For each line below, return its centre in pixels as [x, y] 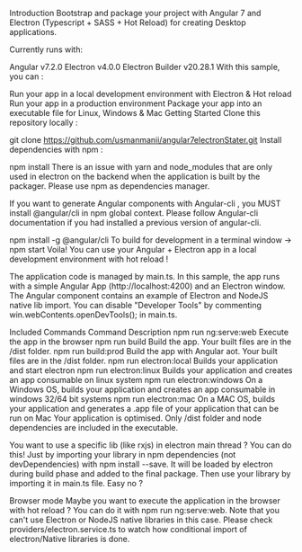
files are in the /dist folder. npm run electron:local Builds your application [144, 361]
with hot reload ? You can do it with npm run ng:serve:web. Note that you [145, 510]
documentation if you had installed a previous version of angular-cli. [136, 223]
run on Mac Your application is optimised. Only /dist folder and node [136, 418]
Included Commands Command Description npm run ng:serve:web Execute [149, 332]
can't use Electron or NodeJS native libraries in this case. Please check [141, 520]
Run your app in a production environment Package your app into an [136, 103]
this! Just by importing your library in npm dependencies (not [123, 454]
